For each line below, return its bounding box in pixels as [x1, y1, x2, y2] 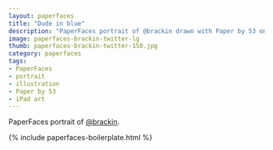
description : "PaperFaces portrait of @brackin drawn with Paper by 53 [8, 27, 256, 35]
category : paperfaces [8, 49, 82, 58]
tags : [8, 58, 27, 66]
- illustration [8, 79, 60, 88]
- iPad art [8, 95, 45, 103]
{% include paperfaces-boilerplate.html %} [8, 133, 153, 143]
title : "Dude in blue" [8, 19, 85, 28]
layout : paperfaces [8, 11, 75, 20]
